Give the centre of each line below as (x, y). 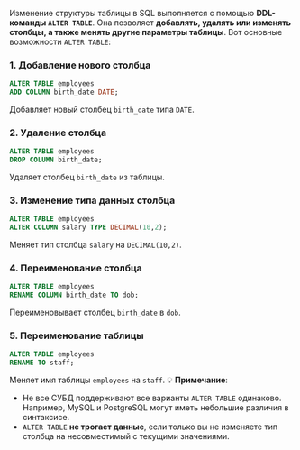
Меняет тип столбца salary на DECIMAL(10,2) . (95, 245)
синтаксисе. (46, 418)
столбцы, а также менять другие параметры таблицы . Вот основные (146, 32)
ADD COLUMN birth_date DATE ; (64, 92)
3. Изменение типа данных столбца (92, 200)
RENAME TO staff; (42, 363)
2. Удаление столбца (58, 133)
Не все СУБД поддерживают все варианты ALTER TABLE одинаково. (152, 398)
